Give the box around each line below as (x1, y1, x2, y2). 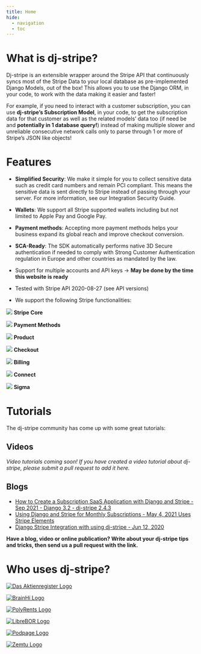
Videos (6, 442, 34, 452)
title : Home (6, 8, 36, 15)
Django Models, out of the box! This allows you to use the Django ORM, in (6, 84, 189, 92)
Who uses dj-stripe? (6, 562, 110, 576)
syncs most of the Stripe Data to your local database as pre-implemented (6, 78, 188, 85)
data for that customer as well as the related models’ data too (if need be (6, 115, 187, 122)
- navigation (11, 20, 45, 26)
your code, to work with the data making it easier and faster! (6, 91, 156, 98)
